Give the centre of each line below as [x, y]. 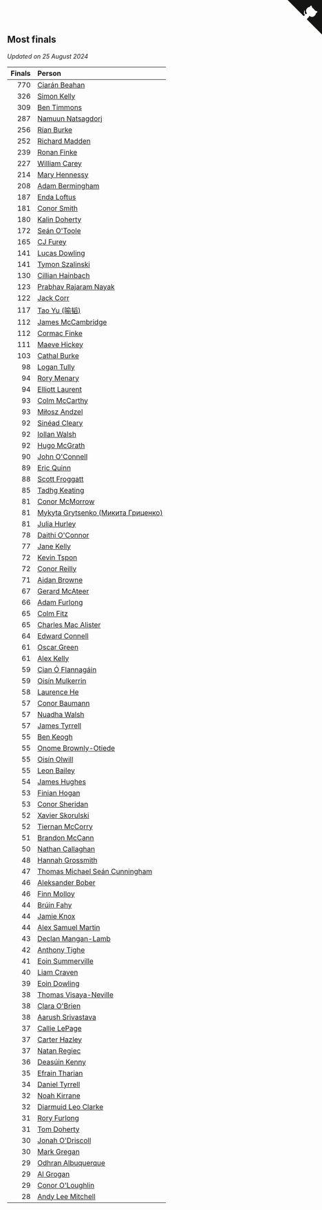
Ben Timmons [60, 107]
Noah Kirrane [59, 1095]
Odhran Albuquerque [71, 1162]
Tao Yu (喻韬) [59, 310]
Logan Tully [56, 367]
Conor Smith [57, 208]
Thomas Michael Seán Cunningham [95, 871]
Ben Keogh [55, 737]
